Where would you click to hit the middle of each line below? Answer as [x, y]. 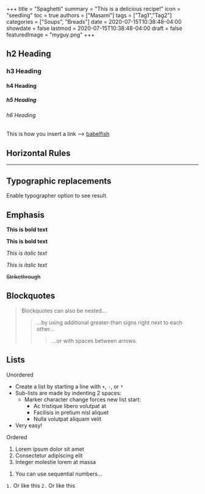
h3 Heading [24, 71]
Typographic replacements [59, 181]
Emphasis [25, 215]
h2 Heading [29, 54]
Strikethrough [23, 276]
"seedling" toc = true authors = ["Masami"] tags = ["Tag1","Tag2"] [89, 15]
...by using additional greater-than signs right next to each [110, 322]
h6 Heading [21, 115]
